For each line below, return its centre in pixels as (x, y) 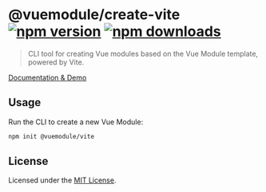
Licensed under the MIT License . (62, 180)
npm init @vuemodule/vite (51, 136)
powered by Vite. (56, 62)
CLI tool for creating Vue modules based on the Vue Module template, (143, 53)
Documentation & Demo (48, 77)
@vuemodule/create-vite (94, 15)
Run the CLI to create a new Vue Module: (76, 122)
